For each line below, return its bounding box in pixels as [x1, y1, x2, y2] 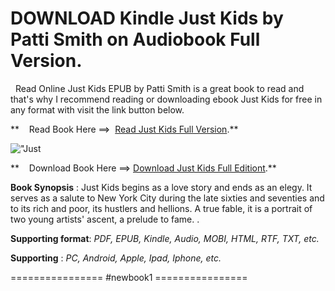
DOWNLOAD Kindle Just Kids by [10, 7, 284, 30]
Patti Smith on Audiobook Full [10, 28, 261, 51]
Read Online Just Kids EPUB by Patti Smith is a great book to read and [14, 82, 305, 94]
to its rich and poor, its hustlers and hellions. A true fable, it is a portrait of [10, 202, 313, 214]
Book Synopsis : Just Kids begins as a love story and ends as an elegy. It [10, 181, 313, 193]
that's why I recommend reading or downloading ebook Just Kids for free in [10, 93, 323, 105]
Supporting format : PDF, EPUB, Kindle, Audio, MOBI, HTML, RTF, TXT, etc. [10, 232, 320, 244]
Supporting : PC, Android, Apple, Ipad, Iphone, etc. [10, 252, 222, 264]
